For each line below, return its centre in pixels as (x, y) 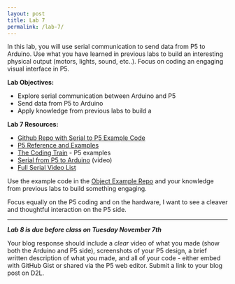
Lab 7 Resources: (33, 125)
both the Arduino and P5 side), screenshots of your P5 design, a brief (107, 251)
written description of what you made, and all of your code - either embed (114, 258)
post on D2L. (26, 273)
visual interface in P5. (38, 69)
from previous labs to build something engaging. (77, 189)
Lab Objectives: (31, 83)
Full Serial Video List (47, 168)
